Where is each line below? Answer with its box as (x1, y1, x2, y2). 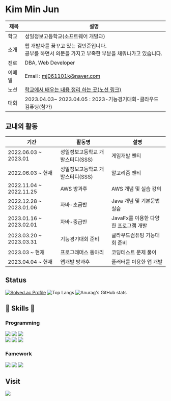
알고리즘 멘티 (111, 169, 141, 176)
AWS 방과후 (60, 185, 88, 192)
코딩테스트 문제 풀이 (111, 249, 157, 256)
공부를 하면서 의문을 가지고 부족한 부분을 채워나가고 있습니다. (24, 50, 163, 57)
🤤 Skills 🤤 (5, 304, 35, 313)
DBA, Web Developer (24, 59, 75, 66)
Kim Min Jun (5, 4, 60, 15)
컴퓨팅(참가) (24, 103, 52, 110)
